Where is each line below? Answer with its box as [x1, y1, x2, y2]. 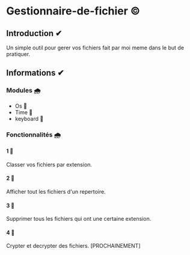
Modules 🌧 [6, 86, 41, 94]
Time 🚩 [14, 108, 33, 115]
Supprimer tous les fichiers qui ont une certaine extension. [6, 215, 152, 223]
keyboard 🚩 [14, 115, 44, 122]
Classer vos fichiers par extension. [6, 161, 92, 168]
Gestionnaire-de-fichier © [6, 4, 140, 18]
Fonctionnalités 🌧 [6, 131, 61, 139]
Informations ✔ [6, 68, 64, 78]
